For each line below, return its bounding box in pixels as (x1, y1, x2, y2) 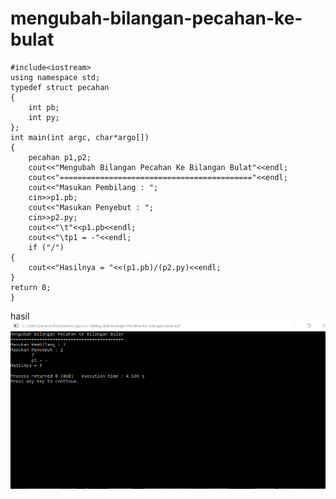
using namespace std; (10, 72, 101, 82)
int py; (28, 112, 60, 122)
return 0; (10, 282, 52, 292)
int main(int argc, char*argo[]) (10, 132, 150, 142)
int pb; (28, 102, 60, 112)
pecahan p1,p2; (28, 152, 92, 162)
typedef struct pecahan (10, 82, 110, 92)
